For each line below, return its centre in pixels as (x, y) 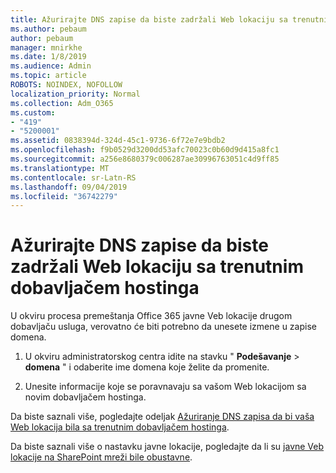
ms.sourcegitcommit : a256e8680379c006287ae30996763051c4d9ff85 (145, 159)
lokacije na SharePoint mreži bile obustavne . (101, 457)
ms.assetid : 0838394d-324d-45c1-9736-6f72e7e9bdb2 (118, 141)
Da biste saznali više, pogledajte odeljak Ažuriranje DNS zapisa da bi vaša (162, 417)
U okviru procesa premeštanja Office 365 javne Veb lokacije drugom (151, 316)
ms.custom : (33, 112)
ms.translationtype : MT (60, 168)
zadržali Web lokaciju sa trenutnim (157, 267)
